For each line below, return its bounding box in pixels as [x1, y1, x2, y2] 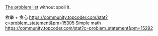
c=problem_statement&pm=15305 [5, 20, 75, 26]
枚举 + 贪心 [5, 14, 28, 20]
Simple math [75, 20, 101, 26]
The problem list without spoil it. [5, 4, 71, 10]
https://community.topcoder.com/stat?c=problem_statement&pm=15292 [5, 25, 153, 31]
